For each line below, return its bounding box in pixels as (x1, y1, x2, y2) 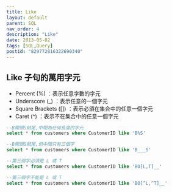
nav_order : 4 (6, 26, 40, 32)
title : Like (6, 9, 37, 15)
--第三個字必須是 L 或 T (6, 158, 62, 164)
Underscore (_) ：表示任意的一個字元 (15, 97, 108, 105)
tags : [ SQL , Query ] (6, 43, 53, 49)
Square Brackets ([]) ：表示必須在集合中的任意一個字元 (15, 105, 154, 112)
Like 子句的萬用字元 (6, 72, 81, 83)
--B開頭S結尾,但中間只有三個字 (6, 141, 75, 148)
